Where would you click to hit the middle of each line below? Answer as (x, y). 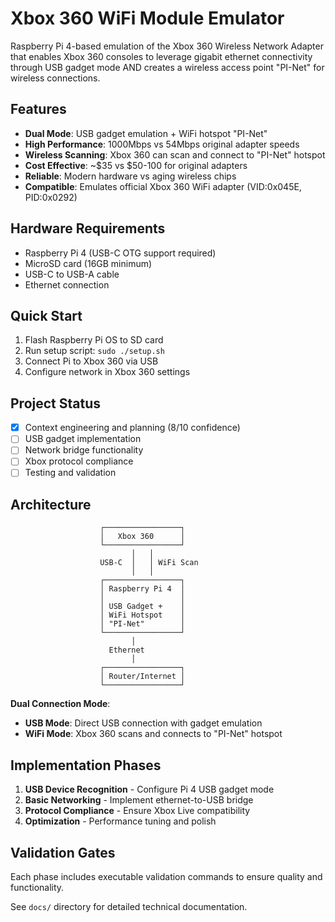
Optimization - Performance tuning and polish (120, 821)
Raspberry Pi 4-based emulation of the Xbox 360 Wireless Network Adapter (167, 46)
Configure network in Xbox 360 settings (107, 372)
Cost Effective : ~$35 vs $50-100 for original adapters (136, 165)
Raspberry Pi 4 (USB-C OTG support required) (120, 253)
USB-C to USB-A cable (72, 274)
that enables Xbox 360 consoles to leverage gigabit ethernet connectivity (161, 56)
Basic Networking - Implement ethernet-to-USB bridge (139, 800)
